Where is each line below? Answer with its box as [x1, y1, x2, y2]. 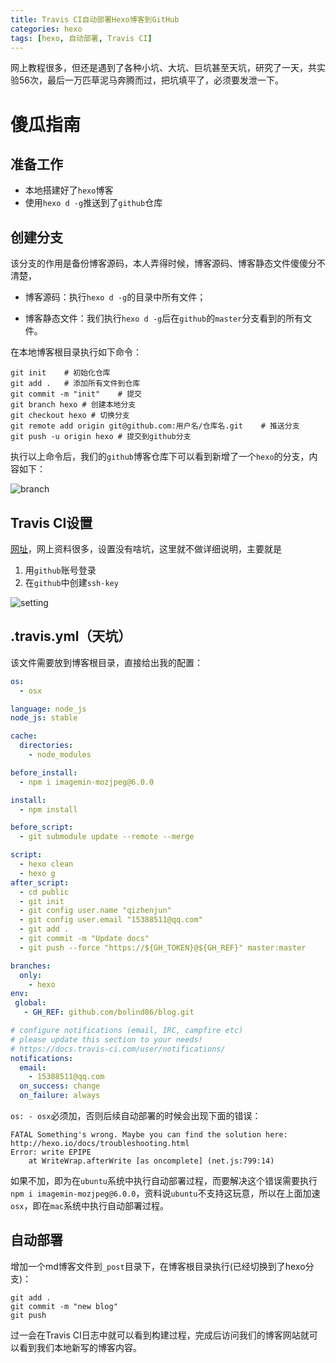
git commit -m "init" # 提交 [10, 389, 142, 400]
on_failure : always [19, 1091, 101, 1101]
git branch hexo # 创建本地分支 [10, 400, 137, 410]
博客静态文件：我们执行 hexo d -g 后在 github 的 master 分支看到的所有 [24, 312, 304, 325]
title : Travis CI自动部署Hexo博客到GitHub [10, 14, 180, 25]
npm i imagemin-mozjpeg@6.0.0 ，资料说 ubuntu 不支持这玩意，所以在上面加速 [10, 1187, 321, 1200]
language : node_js [10, 704, 87, 714]
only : [19, 970, 43, 980]
